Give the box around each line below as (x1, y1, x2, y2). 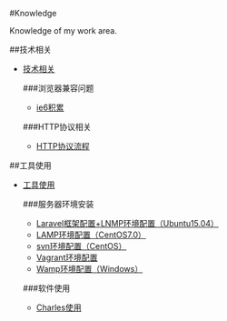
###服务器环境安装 (22, 199, 94, 209)
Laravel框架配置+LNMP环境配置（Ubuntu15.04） (35, 218, 220, 228)
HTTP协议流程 (35, 141, 91, 151)
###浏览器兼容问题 (22, 83, 94, 94)
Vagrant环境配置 (35, 252, 98, 263)
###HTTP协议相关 (22, 122, 92, 132)
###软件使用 (22, 283, 71, 294)
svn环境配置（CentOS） (35, 241, 127, 251)
